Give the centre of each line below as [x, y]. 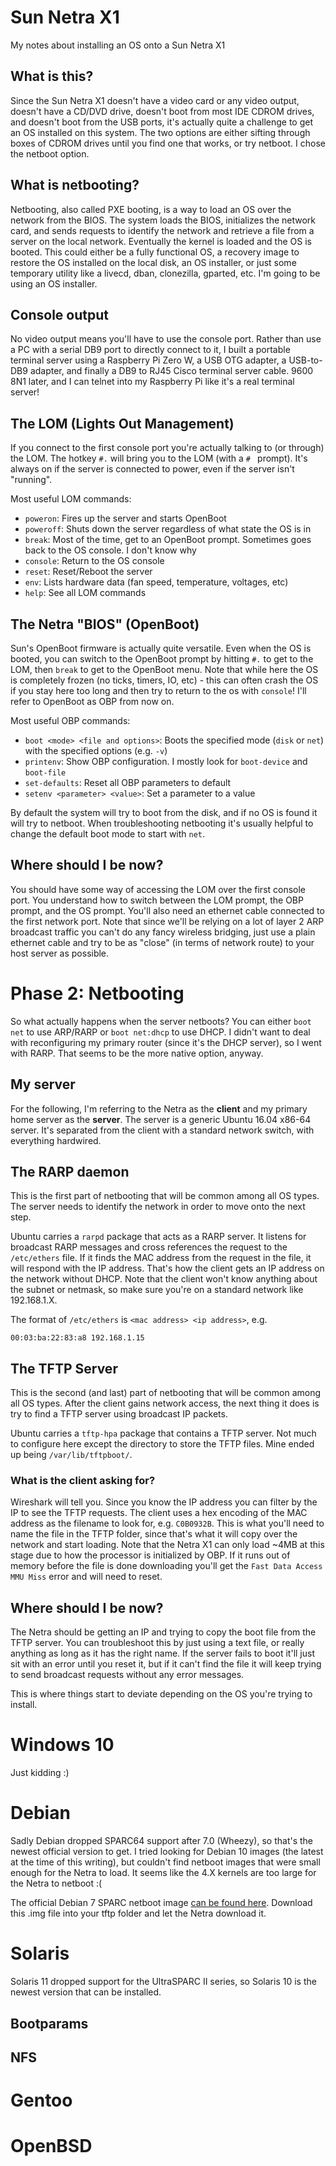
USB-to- [305, 360]
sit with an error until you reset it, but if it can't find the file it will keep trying [166, 1664]
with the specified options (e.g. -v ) [96, 750]
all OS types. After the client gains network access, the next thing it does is [165, 1403]
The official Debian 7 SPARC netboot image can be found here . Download [161, 1903]
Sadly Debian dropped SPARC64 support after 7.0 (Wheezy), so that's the [162, 1841]
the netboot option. [50, 153]
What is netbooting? [75, 185]
